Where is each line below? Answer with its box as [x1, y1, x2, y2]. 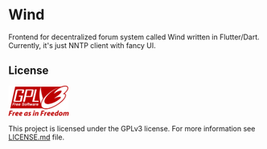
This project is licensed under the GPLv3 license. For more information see [8, 123, 256, 133]
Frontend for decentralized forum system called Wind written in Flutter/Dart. [8, 32, 260, 42]
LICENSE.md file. [8, 132, 65, 142]
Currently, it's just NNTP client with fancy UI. [8, 40, 157, 50]
